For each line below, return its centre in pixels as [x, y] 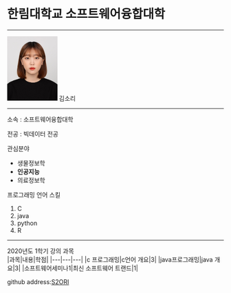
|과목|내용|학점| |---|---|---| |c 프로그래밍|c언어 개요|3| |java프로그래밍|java [110, 259]
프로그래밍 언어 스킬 [34, 195]
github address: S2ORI [38, 281]
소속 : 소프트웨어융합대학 [40, 119]
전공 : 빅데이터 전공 [33, 134]
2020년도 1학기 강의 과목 [41, 250]
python [27, 223]
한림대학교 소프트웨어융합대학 [86, 14]
